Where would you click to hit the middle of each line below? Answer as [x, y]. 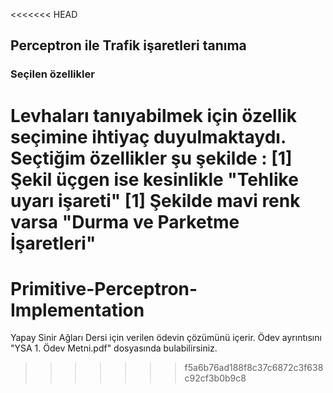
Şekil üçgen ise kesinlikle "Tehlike [154, 179]
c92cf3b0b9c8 [215, 378]
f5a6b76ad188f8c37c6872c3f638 [254, 368]
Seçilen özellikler [52, 74]
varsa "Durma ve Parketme [125, 221]
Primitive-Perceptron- [104, 288]
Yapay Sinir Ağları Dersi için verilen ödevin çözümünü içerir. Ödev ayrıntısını [166, 338]
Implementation [77, 310]
